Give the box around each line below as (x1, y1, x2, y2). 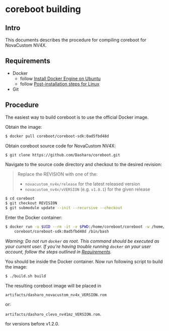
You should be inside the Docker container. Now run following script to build (5, 258, 163, 265)
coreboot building (5, 4, 81, 15)
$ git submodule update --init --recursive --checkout (5, 205, 123, 211)
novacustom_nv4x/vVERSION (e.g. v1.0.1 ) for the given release (25, 186, 150, 192)
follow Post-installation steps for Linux (20, 80, 100, 87)
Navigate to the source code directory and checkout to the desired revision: (5, 161, 162, 168)
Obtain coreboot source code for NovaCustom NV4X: (5, 142, 116, 149)
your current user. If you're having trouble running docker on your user (5, 243, 151, 250)
